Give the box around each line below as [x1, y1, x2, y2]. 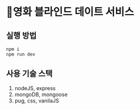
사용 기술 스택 [6, 68, 53, 79]
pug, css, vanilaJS [14, 97, 59, 104]
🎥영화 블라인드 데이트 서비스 [6, 5, 134, 19]
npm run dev [6, 51, 35, 57]
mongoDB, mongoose [14, 91, 68, 98]
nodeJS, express [14, 84, 56, 91]
